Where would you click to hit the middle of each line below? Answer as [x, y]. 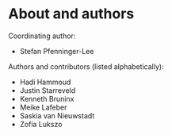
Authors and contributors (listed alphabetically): [86, 66]
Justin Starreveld [48, 90]
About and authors [71, 14]
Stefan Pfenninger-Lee [57, 51]
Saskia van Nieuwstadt [57, 115]
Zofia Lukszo [41, 124]
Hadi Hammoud [45, 82]
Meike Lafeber [43, 107]
